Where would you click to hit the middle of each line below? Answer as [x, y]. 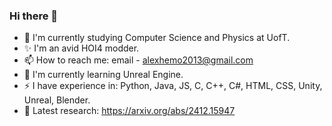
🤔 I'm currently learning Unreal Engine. [103, 75]
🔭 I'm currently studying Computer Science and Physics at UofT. [157, 38]
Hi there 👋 [34, 16]
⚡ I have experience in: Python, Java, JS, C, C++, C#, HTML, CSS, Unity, [173, 86]
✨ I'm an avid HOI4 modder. [81, 48]
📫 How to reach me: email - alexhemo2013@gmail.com [138, 60]
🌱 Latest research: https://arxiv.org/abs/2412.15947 [129, 111]
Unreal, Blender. [57, 100]
